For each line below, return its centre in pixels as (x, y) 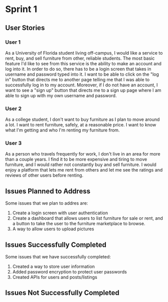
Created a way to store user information (54, 266)
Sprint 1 (21, 9)
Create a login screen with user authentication (60, 213)
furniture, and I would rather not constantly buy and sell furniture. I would (81, 165)
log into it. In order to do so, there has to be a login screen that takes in (78, 69)
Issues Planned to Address (48, 191)
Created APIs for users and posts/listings (55, 277)
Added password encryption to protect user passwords (69, 272)
